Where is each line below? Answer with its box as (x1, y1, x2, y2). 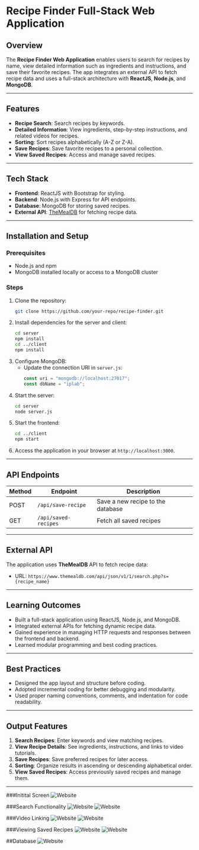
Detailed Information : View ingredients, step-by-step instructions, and (14, 126, 188, 133)
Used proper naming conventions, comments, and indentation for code (14, 692, 188, 700)
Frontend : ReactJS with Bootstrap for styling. (14, 190, 126, 197)
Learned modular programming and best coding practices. (14, 641, 158, 648)
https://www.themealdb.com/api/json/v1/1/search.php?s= (28, 573, 169, 579)
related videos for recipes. (14, 132, 79, 139)
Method (9, 487, 32, 496)
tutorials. (14, 749, 37, 756)
